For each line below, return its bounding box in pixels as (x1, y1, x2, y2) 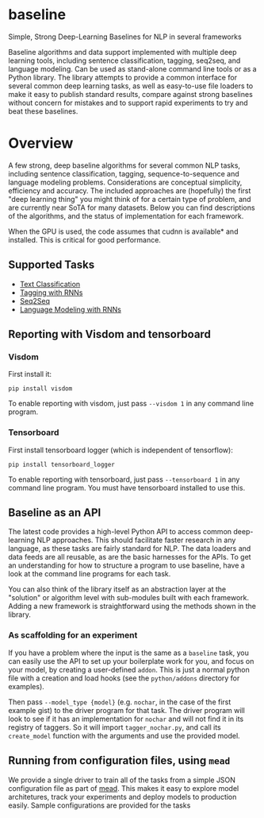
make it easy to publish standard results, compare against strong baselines (8, 89, 254, 99)
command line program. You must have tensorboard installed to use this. (8, 483, 246, 492)
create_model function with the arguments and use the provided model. (8, 731, 240, 740)
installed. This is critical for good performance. (8, 235, 161, 244)
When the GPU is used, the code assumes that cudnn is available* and (8, 227, 239, 236)
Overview (8, 134, 74, 153)
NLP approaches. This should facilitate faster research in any (36, 535, 236, 545)
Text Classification (19, 279, 81, 289)
